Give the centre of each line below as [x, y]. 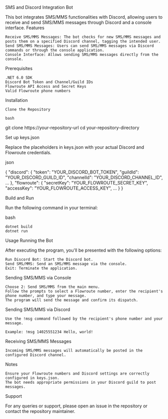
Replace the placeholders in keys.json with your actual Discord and [75, 147]
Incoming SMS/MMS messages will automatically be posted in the [74, 350]
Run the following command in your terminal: [52, 208]
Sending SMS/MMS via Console [38, 278]
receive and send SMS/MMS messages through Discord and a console [78, 22]
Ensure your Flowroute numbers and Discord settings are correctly [77, 374]
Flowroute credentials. [28, 153]
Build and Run [20, 198]
